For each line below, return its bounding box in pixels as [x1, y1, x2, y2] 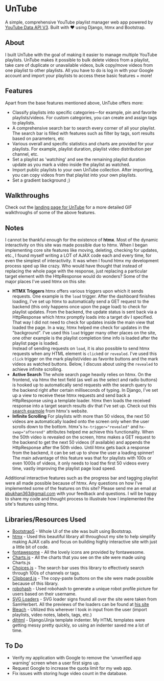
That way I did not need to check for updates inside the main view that [12, 320, 154, 326]
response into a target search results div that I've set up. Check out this [12, 403, 157, 409]
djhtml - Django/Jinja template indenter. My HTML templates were [12, 617, 145, 623]
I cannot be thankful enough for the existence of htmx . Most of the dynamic [5, 237, 158, 243]
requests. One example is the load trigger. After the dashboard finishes [12, 293, 156, 300]
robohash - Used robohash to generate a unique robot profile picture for [12, 586, 158, 592]
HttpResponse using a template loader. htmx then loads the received [12, 398, 151, 404]
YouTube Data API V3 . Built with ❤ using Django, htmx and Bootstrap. [5, 24, 146, 30]
